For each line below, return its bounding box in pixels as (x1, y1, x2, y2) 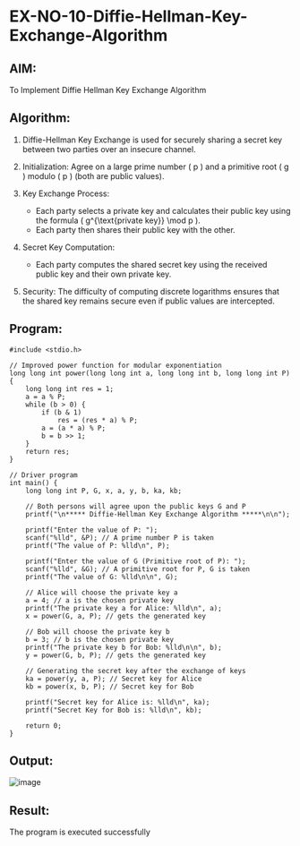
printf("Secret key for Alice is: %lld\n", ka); (25, 697, 210, 706)
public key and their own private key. (35, 269, 172, 279)
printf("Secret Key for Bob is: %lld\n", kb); (25, 705, 202, 714)
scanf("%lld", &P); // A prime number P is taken (25, 533, 215, 543)
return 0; (25, 721, 63, 731)
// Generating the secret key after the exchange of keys (25, 666, 246, 675)
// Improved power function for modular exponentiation (9, 361, 222, 370)
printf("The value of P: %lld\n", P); (25, 541, 170, 550)
